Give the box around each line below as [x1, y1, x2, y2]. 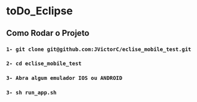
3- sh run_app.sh [6, 89, 57, 96]
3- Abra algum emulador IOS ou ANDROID [6, 75, 123, 82]
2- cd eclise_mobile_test [6, 60, 82, 67]
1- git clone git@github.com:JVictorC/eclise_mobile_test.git [6, 46, 192, 52]
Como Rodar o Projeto [6, 28, 90, 38]
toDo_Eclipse [6, 4, 73, 18]
